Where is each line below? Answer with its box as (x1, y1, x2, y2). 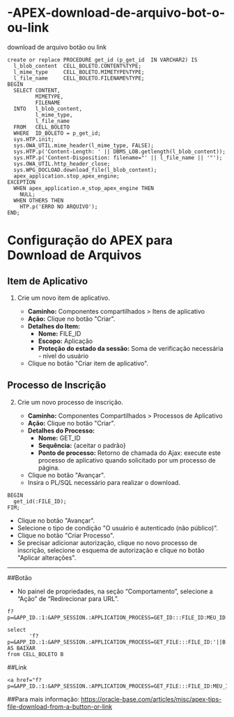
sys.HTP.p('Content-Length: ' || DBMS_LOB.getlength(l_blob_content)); (13, 148, 226, 155)
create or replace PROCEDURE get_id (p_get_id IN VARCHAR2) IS (7, 56, 198, 64)
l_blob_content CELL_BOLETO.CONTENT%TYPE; (13, 62, 141, 69)
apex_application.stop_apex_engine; (13, 173, 120, 180)
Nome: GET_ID (38, 433, 81, 442)
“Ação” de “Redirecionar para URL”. (17, 594, 119, 602)
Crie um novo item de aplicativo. (17, 294, 110, 302)
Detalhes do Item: (27, 321, 81, 330)
